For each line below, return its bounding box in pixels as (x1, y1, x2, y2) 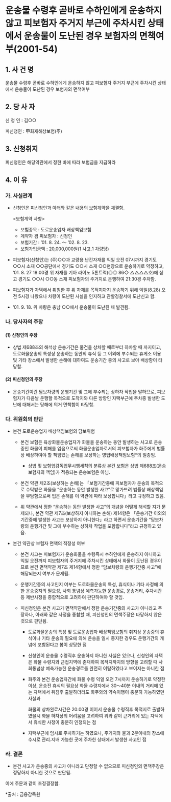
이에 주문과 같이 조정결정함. (5, 780, 60, 787)
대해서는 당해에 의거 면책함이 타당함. (22, 401, 95, 408)
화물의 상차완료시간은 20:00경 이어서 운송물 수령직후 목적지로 (28, 706, 152, 712)
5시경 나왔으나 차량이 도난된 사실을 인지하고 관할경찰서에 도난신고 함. (18, 293, 156, 299)
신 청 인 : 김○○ (5, 117, 37, 123)
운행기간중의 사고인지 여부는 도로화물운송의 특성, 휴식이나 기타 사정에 (20, 581, 158, 587)
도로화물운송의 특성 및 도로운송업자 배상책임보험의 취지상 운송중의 (28, 629, 159, 635)
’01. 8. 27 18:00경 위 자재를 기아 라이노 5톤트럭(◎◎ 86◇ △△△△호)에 (12, 270, 158, 276)
